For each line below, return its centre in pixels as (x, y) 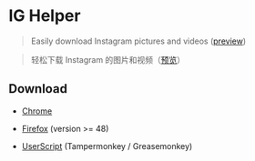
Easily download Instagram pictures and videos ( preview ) (138, 41)
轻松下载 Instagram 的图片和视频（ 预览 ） (108, 59)
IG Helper (45, 16)
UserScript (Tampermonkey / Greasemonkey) (107, 146)
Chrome (37, 111)
